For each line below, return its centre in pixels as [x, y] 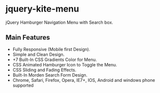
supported [23, 85]
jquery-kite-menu [42, 9]
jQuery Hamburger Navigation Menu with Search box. [60, 22]
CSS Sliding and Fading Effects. [44, 70]
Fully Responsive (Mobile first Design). [51, 49]
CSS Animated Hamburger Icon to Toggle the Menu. [65, 64]
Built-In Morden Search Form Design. [50, 75]
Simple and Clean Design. [39, 54]
